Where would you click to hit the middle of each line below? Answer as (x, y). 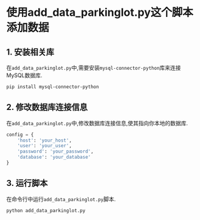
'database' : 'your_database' (54, 157)
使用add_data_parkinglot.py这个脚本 (100, 12)
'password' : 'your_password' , (56, 152)
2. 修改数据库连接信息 (47, 107)
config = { (20, 134)
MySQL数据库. (24, 75)
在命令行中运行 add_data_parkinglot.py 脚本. (61, 199)
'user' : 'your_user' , (44, 146)
